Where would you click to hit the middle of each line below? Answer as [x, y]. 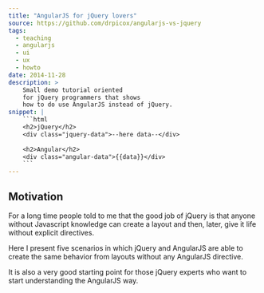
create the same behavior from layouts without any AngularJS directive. [126, 256]
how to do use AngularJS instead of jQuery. [98, 105]
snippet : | [26, 113]
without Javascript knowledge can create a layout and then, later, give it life [132, 224]
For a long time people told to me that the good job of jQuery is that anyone [132, 216]
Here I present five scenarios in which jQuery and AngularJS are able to [126, 247]
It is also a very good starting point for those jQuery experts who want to [128, 271]
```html [35, 120]
